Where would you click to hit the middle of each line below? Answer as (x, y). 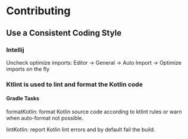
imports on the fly (28, 69)
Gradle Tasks (23, 99)
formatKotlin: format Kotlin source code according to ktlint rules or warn (94, 112)
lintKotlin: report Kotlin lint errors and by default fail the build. (81, 129)
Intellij (15, 50)
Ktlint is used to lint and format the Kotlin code (74, 84)
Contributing (38, 11)
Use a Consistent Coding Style (64, 33)
